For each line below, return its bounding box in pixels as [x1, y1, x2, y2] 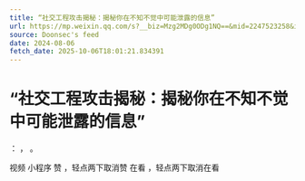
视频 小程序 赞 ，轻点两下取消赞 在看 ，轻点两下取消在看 [9, 162, 220, 173]
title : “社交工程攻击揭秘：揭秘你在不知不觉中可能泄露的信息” [9, 13, 215, 23]
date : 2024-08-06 [9, 38, 75, 48]
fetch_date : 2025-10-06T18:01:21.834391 [9, 47, 165, 56]
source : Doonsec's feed [9, 30, 100, 39]
